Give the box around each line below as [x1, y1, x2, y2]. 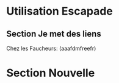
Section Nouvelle [6, 66, 95, 80]
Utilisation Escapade [6, 4, 113, 18]
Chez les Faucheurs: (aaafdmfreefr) [6, 45, 96, 52]
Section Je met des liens [6, 29, 102, 39]
